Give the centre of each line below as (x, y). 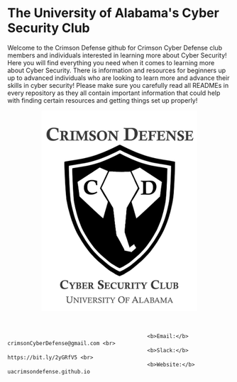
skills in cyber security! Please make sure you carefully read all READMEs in (118, 85)
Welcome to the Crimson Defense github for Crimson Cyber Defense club (115, 47)
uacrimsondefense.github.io (49, 372)
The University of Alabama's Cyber (114, 13)
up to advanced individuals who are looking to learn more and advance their (118, 78)
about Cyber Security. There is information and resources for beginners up (117, 70)
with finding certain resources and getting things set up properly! (103, 100)
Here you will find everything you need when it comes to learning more (111, 62)
